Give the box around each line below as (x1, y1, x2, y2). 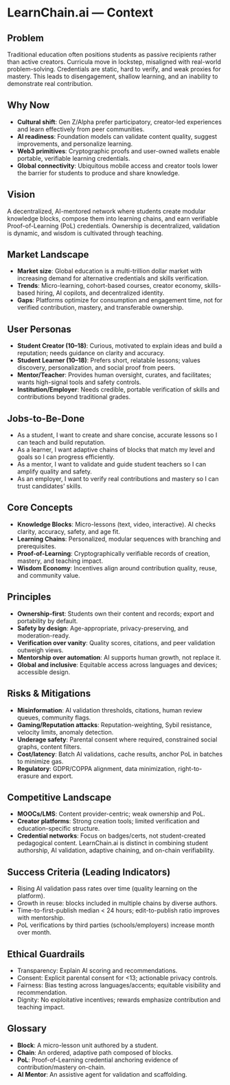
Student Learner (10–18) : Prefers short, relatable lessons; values (16, 356, 200, 365)
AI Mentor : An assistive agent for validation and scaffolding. (16, 1070, 187, 1078)
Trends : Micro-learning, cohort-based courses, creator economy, (16, 282, 203, 290)
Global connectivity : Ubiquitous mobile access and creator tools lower (16, 161, 218, 170)
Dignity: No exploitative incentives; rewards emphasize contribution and (16, 995, 221, 1004)
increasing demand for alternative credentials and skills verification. (16, 274, 209, 282)
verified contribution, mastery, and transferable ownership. (16, 304, 184, 312)
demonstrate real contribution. (7, 80, 93, 87)
